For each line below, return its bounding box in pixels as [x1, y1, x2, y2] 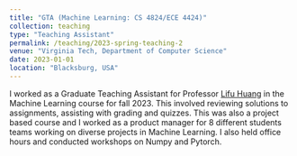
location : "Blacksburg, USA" [9, 64, 119, 73]
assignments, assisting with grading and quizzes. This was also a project [9, 107, 279, 118]
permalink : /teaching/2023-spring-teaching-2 [9, 38, 183, 48]
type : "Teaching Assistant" [9, 30, 115, 39]
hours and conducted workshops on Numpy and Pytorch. [9, 136, 222, 147]
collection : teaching [9, 22, 91, 31]
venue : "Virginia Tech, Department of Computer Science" [9, 47, 228, 56]
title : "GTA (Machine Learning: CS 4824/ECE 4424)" [9, 13, 207, 23]
